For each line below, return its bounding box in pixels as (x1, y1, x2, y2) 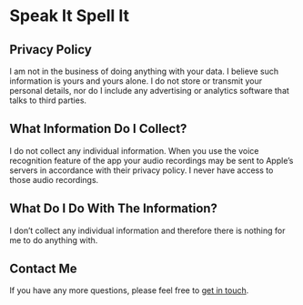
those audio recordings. (9, 174, 99, 185)
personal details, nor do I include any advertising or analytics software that (9, 86, 289, 96)
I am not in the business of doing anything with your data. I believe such (9, 66, 279, 76)
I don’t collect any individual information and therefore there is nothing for (9, 225, 286, 236)
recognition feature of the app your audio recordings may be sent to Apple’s (9, 155, 294, 166)
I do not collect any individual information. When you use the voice (9, 145, 259, 156)
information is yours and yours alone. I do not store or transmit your (9, 76, 262, 86)
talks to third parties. (9, 95, 87, 106)
